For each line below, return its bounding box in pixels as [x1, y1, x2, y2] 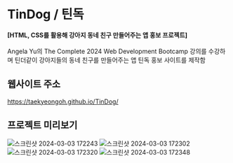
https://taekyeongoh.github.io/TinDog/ [7, 97, 119, 106]
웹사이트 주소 [7, 78, 61, 90]
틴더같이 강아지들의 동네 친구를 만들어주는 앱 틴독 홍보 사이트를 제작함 [14, 55, 206, 64]
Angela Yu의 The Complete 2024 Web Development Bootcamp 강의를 [7, 47, 207, 55]
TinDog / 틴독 [7, 6, 84, 22]
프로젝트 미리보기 [7, 120, 78, 132]
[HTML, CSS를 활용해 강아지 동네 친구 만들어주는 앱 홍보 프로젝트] [7, 31, 188, 39]
